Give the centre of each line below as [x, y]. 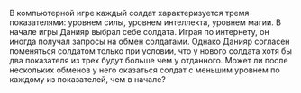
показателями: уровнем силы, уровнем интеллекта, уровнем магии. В [146, 22]
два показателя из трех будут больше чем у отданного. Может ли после [149, 60]
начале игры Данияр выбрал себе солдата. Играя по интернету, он [139, 32]
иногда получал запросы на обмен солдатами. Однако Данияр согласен [150, 41]
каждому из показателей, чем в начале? [88, 79]
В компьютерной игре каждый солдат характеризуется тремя [129, 13]
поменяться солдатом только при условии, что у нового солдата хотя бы [151, 51]
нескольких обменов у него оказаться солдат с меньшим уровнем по [145, 70]
